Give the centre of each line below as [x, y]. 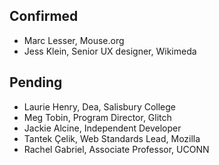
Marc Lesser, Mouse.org [74, 40]
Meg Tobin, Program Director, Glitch [97, 117]
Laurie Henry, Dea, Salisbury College [100, 106]
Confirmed [44, 16]
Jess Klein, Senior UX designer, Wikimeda [110, 51]
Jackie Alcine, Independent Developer [102, 128]
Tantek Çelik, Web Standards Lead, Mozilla [112, 138]
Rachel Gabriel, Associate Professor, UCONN [116, 149]
